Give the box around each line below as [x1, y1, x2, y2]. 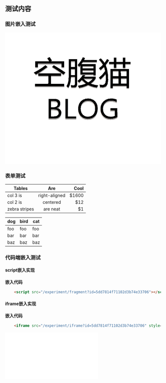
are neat [43, 206, 60, 212]
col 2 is [7, 199, 22, 205]
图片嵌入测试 [5, 21, 36, 28]
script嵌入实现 [5, 267, 35, 273]
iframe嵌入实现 [5, 301, 37, 307]
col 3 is [7, 192, 22, 198]
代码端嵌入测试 [5, 254, 41, 261]
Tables [13, 185, 28, 191]
